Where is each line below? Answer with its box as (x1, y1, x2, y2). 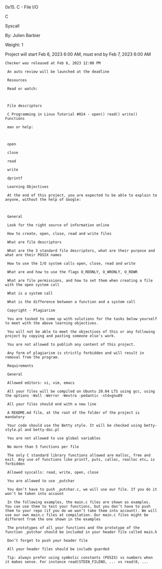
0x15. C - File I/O (5, 4, 39, 10)
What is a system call (7, 291, 53, 296)
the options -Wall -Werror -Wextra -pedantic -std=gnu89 (5, 393, 123, 398)
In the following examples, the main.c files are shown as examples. (7, 500, 151, 505)
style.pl (5, 427, 23, 432)
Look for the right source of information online (7, 223, 110, 228)
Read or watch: (7, 86, 38, 91)
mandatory (5, 415, 25, 419)
